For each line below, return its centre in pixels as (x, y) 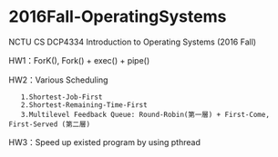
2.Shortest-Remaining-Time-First (84, 105)
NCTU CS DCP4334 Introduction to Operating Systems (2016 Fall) (133, 42)
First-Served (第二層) (50, 124)
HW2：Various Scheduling (58, 80)
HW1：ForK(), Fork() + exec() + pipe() (79, 60)
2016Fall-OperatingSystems (118, 17)
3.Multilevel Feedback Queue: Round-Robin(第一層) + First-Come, (145, 114)
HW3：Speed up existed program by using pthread (105, 142)
